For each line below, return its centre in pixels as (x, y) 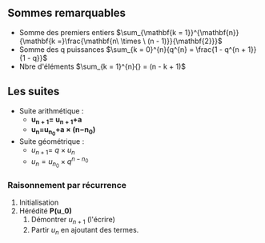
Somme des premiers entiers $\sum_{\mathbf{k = (101, 32)
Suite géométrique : (52, 141)
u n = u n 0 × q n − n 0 (60, 162)
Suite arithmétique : (51, 110)
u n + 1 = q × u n (53, 151)
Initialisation (39, 202)
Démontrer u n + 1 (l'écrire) (73, 221)
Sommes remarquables (66, 13)
